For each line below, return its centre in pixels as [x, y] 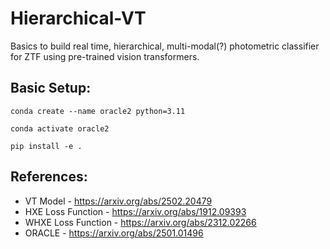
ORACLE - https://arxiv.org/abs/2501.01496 [114, 233]
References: [49, 177]
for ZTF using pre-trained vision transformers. [105, 56]
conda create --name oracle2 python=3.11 [98, 111]
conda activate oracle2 [60, 128]
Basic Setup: [51, 88]
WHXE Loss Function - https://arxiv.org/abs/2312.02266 [140, 222]
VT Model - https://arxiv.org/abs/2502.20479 [118, 201]
